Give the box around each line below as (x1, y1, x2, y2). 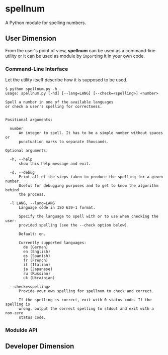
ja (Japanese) (23, 267, 53, 272)
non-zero (5, 311, 24, 316)
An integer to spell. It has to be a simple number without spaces (18, 131, 163, 136)
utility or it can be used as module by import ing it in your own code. (5, 53, 145, 59)
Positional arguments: (5, 117, 53, 123)
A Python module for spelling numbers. (5, 20, 87, 26)
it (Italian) (23, 262, 51, 268)
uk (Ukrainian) (23, 276, 55, 281)
